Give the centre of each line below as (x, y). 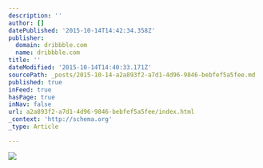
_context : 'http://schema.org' (60, 119)
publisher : (26, 38)
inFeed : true (30, 90)
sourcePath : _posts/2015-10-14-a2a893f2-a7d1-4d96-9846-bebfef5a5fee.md (132, 75)
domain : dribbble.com (52, 45)
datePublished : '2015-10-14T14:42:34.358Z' (82, 30)
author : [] (26, 23)
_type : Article (34, 127)
